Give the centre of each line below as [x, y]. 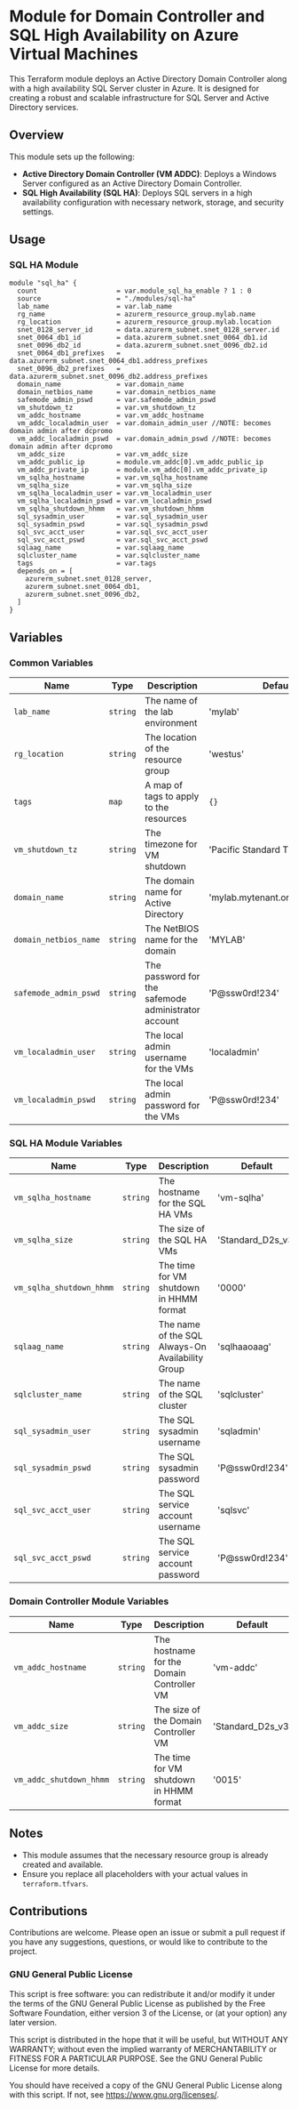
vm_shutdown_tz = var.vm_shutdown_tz [107, 408]
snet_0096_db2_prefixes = [69, 369]
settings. [38, 212]
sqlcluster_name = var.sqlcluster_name [109, 556]
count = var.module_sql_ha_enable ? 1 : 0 [134, 291]
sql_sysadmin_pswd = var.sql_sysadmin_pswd [113, 525]
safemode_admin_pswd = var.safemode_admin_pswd [117, 400]
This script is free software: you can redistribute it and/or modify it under [142, 1993]
